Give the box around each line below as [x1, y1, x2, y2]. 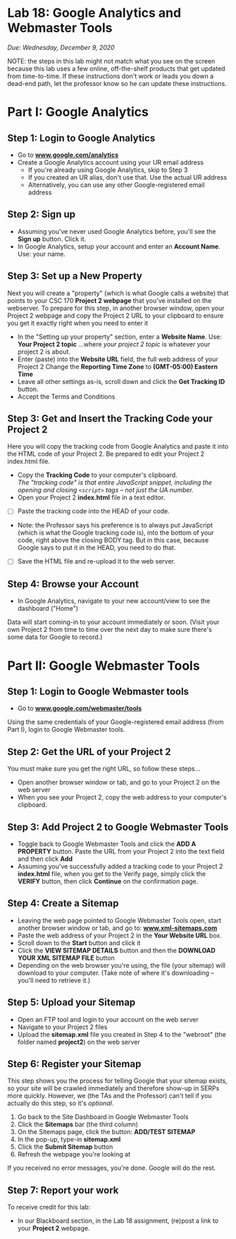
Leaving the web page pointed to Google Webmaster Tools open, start [17, 916, 222, 924]
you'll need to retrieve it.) [17, 976, 91, 984]
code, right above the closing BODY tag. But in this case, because [17, 536, 209, 544]
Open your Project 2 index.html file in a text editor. [17, 493, 166, 502]
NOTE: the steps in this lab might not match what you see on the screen [7, 56, 216, 65]
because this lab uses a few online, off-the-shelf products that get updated [7, 64, 225, 73]
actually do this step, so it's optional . [7, 1099, 114, 1107]
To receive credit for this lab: [7, 1203, 91, 1212]
